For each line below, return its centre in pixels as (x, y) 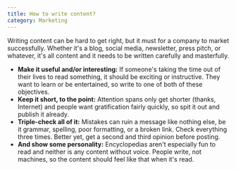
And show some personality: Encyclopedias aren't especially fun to (117, 144)
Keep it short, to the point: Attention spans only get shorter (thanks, (117, 99)
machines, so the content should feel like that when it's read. (106, 159)
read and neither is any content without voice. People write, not (110, 152)
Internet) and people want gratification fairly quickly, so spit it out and (118, 107)
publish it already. (43, 114)
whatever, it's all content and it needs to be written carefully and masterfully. (118, 55)
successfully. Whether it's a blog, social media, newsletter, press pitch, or (114, 48)
